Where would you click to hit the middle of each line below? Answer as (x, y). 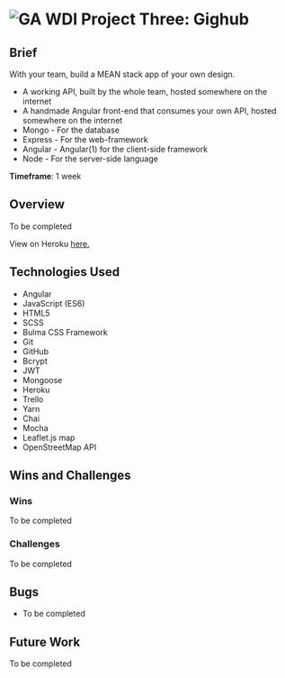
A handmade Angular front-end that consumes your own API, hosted (149, 111)
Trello (33, 399)
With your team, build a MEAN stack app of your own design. (122, 74)
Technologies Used (64, 272)
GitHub (36, 351)
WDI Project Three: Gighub (147, 19)
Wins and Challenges (71, 476)
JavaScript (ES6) (53, 303)
